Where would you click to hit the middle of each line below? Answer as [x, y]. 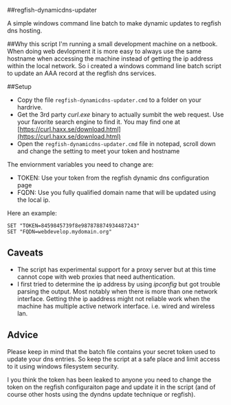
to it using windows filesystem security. [63, 366]
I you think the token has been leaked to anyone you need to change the [109, 380]
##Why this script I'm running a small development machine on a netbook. [112, 44]
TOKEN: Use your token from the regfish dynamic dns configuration [113, 178]
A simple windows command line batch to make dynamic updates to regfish [114, 23]
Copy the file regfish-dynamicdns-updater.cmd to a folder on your [109, 100]
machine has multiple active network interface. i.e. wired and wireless [116, 306]
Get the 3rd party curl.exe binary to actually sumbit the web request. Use [120, 114]
